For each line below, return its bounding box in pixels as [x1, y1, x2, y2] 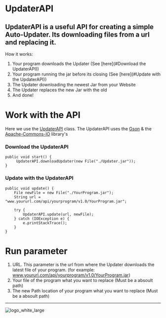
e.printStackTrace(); [23, 220, 68, 225]
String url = [14, 195, 41, 199]
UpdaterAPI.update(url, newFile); [23, 212, 94, 217]
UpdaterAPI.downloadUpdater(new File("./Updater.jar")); [16, 159, 136, 164]
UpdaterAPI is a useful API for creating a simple [5, 23, 154, 31]
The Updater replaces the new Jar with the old [12, 87, 107, 93]
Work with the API [5, 110, 81, 121]
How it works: [5, 51, 34, 57]
